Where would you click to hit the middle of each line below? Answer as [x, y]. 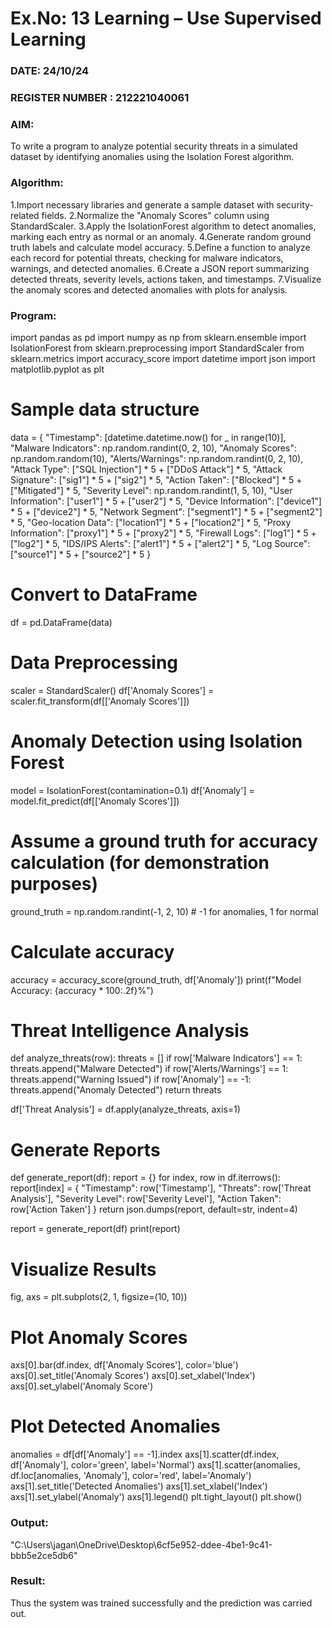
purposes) [54, 883]
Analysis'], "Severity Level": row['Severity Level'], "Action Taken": [146, 1199]
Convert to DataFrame [104, 594]
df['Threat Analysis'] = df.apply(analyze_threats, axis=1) [125, 1109]
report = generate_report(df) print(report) [95, 1229]
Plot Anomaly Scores [99, 1337]
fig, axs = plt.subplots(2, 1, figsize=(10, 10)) [99, 1297]
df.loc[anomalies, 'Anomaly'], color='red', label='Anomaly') [131, 1476]
